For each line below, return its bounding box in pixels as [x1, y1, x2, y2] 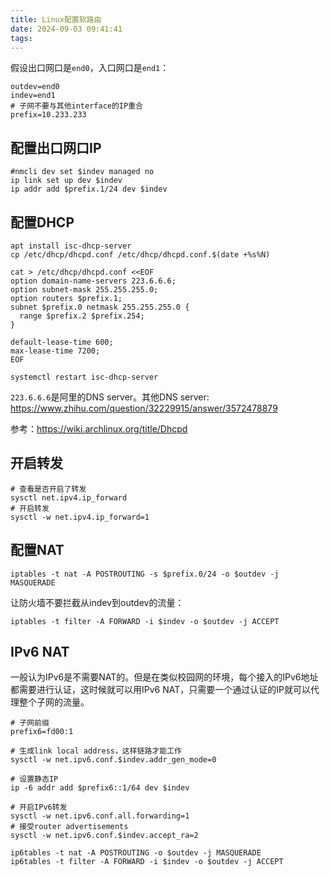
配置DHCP [10, 214, 75, 231]
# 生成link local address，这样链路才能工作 [10, 746, 182, 756]
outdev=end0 [10, 82, 60, 92]
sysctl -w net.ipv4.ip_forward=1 [10, 512, 150, 522]
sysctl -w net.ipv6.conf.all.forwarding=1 [10, 811, 190, 821]
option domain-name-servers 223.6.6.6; [10, 276, 177, 286]
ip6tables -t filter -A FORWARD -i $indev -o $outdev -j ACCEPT [10, 857, 284, 867]
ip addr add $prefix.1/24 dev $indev [10, 184, 168, 195]
